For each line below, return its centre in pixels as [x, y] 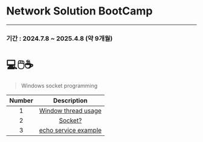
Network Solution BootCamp [79, 11]
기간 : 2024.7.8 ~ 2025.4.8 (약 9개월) [60, 39]
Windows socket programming [59, 85]
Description [70, 100]
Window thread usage [70, 111]
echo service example [70, 130]
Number [21, 100]
